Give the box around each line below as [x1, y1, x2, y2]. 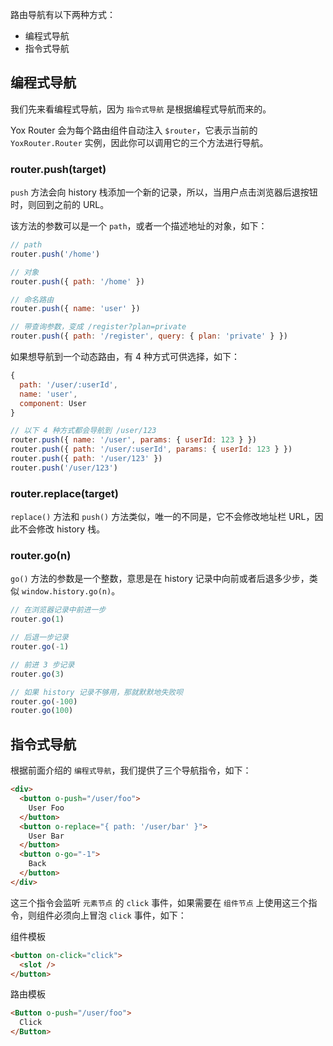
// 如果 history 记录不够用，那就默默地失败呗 [10, 687, 184, 697]
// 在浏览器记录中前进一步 [10, 605, 107, 615]
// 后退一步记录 [10, 633, 69, 643]
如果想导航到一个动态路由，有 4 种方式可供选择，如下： [10, 351, 240, 363]
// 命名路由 [10, 294, 55, 305]
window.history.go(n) [21, 587, 112, 597]
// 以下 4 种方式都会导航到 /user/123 [10, 426, 157, 436]
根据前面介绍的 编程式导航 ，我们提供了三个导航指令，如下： [10, 764, 252, 777]
